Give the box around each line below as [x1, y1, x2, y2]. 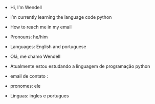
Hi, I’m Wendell [10, 5, 42, 10]
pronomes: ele [10, 83, 41, 89]
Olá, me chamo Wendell [10, 53, 60, 59]
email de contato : [10, 73, 49, 79]
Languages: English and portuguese [10, 44, 86, 50]
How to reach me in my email [10, 24, 72, 30]
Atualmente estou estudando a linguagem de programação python [10, 63, 150, 69]
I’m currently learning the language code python [10, 14, 112, 20]
